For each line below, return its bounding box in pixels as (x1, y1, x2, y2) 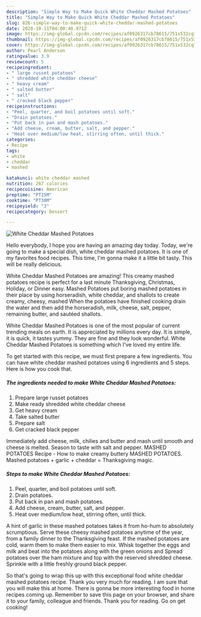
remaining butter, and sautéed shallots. (6, 310, 102, 317)
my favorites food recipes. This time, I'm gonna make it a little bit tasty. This (6, 255, 193, 262)
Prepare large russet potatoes (14, 394, 89, 401)
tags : (6, 148, 20, 154)
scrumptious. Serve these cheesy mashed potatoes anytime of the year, (6, 529, 184, 536)
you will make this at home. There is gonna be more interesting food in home (6, 585, 195, 592)
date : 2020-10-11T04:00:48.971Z (6, 25, 87, 32)
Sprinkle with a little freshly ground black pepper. (6, 560, 127, 568)
